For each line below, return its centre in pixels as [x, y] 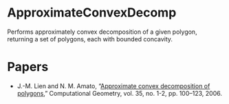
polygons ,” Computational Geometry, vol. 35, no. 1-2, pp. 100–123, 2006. [119, 93]
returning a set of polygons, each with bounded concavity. [90, 39]
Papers [28, 67]
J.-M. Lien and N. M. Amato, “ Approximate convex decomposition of [113, 86]
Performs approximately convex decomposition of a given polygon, [102, 32]
